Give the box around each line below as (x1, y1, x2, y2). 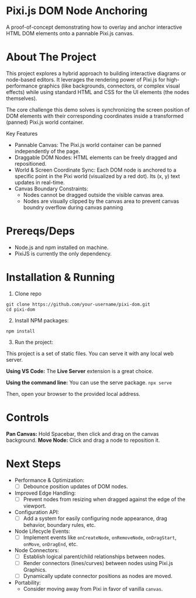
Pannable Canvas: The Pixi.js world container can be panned (14, 141, 161, 148)
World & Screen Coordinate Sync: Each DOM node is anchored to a (14, 166, 177, 173)
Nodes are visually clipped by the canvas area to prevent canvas (23, 197, 180, 204)
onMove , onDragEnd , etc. (23, 540, 78, 547)
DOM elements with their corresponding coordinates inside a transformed (6, 112, 184, 119)
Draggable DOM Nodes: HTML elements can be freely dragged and (14, 154, 177, 161)
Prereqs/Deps (6, 224, 75, 238)
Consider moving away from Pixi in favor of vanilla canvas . (23, 586, 163, 593)
